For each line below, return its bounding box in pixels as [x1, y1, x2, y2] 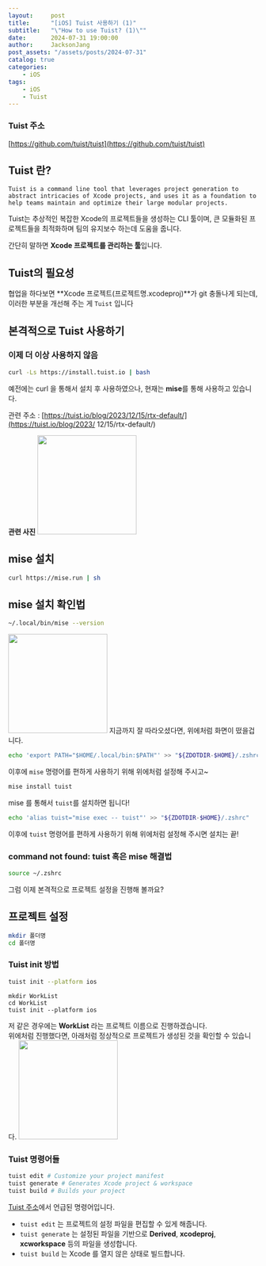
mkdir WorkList [8, 992, 59, 1000]
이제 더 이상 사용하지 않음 [8, 350, 99, 361]
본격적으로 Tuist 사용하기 [8, 324, 125, 338]
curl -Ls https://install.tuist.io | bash [8, 368, 150, 377]
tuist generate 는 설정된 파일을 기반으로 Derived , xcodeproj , [19, 1229, 216, 1238]
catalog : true [8, 56, 55, 64]
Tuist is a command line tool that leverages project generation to [8, 186, 239, 193]
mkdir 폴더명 [8, 931, 46, 939]
